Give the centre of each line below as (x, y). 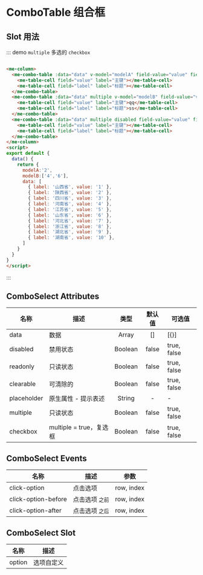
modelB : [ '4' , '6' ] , (45, 176)
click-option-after (35, 510)
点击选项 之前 (91, 499)
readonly (22, 366)
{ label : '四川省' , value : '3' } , (70, 198)
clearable (23, 384)
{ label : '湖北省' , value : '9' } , (70, 232)
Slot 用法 (23, 37)
